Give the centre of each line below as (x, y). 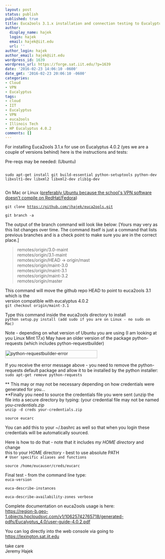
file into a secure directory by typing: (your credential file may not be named (82, 400)
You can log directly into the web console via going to (59, 531)
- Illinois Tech (22, 124)
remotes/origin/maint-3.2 (42, 276)
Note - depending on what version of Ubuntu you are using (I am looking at (81, 333)
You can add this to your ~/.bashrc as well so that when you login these (77, 427)
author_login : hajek (26, 51)
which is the (17, 296)
